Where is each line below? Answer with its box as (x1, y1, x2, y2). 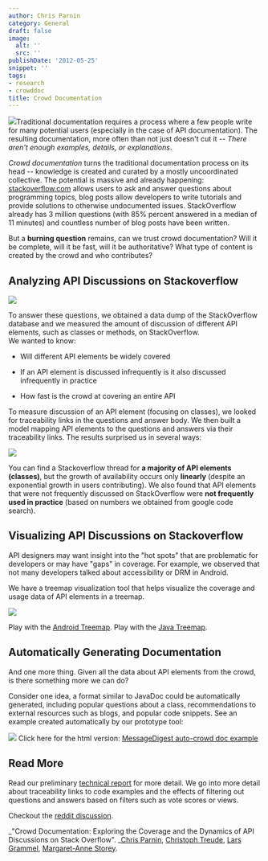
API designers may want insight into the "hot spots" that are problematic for (8, 550, 258, 560)
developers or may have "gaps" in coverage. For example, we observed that (8, 559, 260, 568)
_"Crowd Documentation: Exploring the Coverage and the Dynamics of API (8, 826, 255, 836)
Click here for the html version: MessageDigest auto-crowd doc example (18, 733, 258, 743)
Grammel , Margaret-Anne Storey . (8, 843, 118, 853)
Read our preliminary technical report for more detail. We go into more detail (8, 777, 261, 788)
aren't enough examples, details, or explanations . (8, 142, 173, 153)
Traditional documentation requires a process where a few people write (16, 117, 253, 127)
